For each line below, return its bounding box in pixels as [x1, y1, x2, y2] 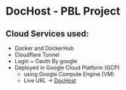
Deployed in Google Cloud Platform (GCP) [14, 64, 120, 71]
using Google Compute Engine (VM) [23, 71, 114, 77]
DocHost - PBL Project [5, 4, 121, 18]
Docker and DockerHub [14, 44, 74, 52]
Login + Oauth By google [14, 58, 77, 64]
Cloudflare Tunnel [14, 51, 60, 58]
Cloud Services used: [5, 29, 89, 39]
